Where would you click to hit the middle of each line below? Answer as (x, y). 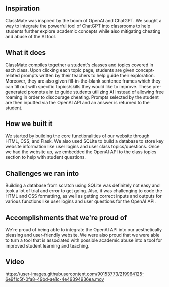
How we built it (29, 124)
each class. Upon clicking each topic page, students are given (70, 70)
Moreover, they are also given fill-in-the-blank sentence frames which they (83, 81)
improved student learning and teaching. (47, 246)
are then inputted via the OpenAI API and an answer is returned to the (77, 102)
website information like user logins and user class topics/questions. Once (82, 147)
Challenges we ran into (42, 173)
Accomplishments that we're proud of (66, 217)
